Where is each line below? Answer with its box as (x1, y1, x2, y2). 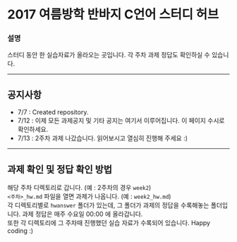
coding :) (7, 226, 34, 235)
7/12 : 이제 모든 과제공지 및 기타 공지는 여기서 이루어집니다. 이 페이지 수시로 (17, 116, 225, 125)
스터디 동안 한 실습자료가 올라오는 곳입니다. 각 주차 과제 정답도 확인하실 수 (7, 51, 210, 59)
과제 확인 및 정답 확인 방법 (7, 163, 113, 175)
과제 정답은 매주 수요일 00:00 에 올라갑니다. (22, 210, 143, 219)
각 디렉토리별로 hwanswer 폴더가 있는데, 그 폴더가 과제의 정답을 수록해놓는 (7, 201, 209, 210)
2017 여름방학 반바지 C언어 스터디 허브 (7, 6, 219, 23)
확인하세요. (17, 125, 49, 134)
